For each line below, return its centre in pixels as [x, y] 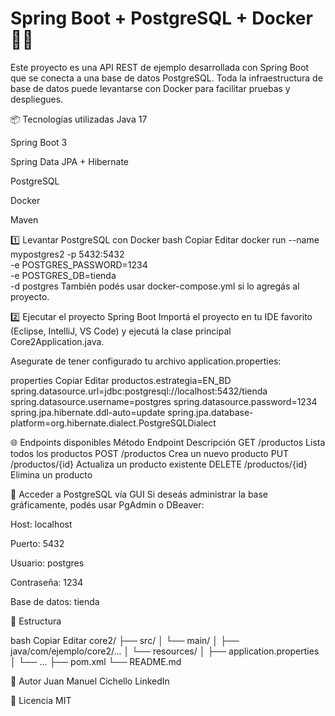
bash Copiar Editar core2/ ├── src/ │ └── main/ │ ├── [125, 640]
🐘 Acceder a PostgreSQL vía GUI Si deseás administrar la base [139, 494]
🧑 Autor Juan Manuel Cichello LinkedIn [90, 681]
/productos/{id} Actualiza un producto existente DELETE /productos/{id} [159, 464]
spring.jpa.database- [210, 412]
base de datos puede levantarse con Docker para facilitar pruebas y [150, 88]
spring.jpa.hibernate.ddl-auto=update [88, 412]
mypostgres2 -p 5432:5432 [67, 254]
